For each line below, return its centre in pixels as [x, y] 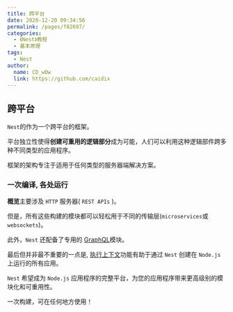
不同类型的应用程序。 [43, 150]
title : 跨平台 [26, 14]
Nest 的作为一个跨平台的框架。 [50, 127]
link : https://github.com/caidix [62, 79]
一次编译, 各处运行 [38, 185]
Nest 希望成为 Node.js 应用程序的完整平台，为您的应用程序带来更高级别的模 [115, 278]
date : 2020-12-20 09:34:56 [46, 20]
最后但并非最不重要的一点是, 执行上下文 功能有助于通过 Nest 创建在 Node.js [114, 255]
